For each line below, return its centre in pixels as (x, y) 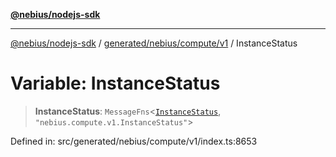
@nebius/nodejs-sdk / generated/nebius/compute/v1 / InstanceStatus (154, 43)
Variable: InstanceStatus (115, 83)
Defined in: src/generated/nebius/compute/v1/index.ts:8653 (134, 141)
